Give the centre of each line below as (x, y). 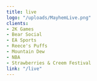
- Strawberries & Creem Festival (49, 63)
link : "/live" (24, 69)
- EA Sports (21, 40)
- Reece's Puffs (27, 46)
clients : (17, 23)
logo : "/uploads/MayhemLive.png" (49, 18)
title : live (21, 12)
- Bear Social (24, 35)
